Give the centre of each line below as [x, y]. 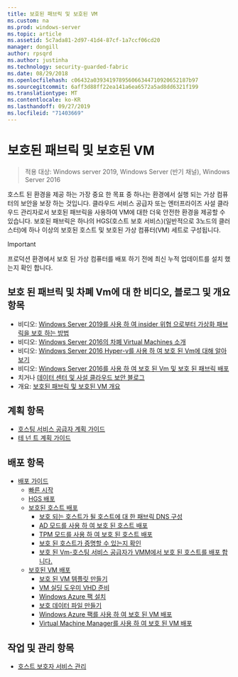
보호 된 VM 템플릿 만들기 [73, 579]
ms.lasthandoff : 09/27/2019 [49, 107]
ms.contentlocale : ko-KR [44, 100]
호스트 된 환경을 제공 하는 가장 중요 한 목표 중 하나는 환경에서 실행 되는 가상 [111, 194]
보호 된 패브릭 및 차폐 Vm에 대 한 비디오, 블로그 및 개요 [119, 292]
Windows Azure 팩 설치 [72, 597]
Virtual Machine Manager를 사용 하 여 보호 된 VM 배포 [115, 624]
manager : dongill [33, 47]
